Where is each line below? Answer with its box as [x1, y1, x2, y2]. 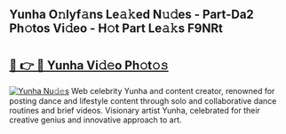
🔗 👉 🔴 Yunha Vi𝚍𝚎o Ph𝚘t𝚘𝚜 [9, 58, 169, 73]
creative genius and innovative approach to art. [9, 114, 182, 125]
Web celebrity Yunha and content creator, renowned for [70, 86, 275, 96]
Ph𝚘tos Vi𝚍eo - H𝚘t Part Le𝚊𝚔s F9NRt [9, 21, 224, 36]
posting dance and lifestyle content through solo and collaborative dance [9, 96, 277, 106]
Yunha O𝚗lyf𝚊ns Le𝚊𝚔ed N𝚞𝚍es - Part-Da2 [9, 7, 255, 22]
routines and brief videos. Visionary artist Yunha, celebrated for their [9, 106, 260, 115]
